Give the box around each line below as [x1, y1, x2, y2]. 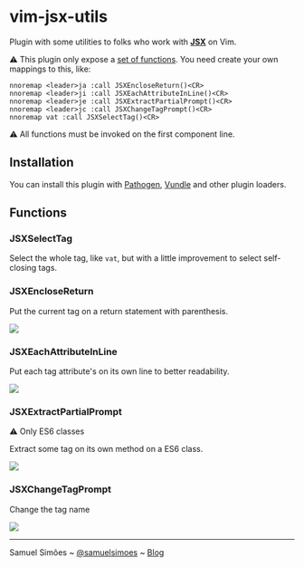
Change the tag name [9, 504, 90, 514]
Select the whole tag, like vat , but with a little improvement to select [9, 253, 262, 264]
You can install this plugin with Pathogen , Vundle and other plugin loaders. [9, 178, 287, 189]
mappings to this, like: [9, 63, 91, 74]
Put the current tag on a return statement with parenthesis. [9, 305, 229, 316]
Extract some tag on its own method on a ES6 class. [9, 444, 204, 455]
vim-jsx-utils [9, 6, 109, 27]
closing [9, 263, 37, 274]
